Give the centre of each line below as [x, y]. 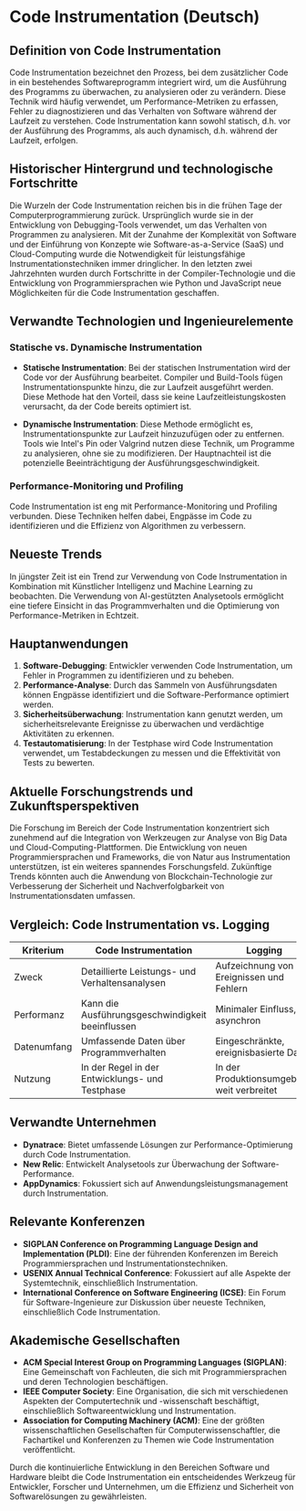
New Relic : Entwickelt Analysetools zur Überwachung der [131, 1164]
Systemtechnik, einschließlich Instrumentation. [110, 1283]
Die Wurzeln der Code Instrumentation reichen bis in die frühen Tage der [146, 205]
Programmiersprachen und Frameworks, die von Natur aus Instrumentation [150, 857]
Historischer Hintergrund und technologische [141, 169]
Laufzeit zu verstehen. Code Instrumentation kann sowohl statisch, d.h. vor [150, 121]
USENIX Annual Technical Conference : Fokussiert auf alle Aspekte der [157, 1273]
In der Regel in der [120, 1068]
